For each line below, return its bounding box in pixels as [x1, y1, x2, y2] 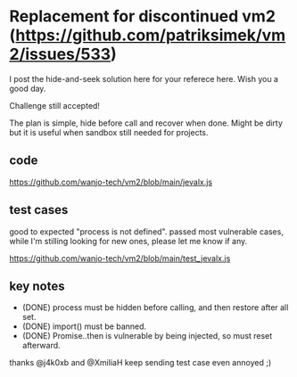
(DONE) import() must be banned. [21, 321, 147, 332]
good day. [9, 83, 46, 94]
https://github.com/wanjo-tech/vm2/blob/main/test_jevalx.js [9, 252, 231, 264]
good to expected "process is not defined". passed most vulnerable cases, [9, 225, 284, 237]
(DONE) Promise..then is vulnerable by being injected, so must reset [21, 331, 273, 341]
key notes [9, 278, 65, 293]
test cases [9, 202, 69, 217]
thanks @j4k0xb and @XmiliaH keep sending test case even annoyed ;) [9, 357, 272, 368]
